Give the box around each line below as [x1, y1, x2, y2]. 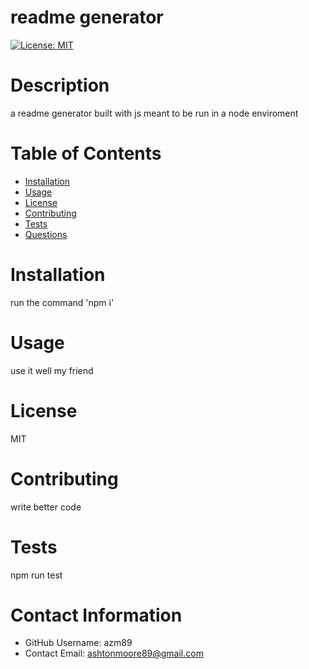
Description [10, 74, 110, 97]
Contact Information [10, 604, 183, 626]
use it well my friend [10, 364, 94, 376]
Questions [24, 228, 68, 240]
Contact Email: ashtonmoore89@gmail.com [24, 647, 204, 660]
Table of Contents [10, 142, 162, 165]
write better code [10, 501, 82, 513]
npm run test [10, 569, 63, 581]
